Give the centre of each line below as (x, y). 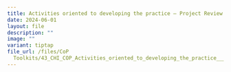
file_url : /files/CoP (38, 52)
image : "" (21, 39)
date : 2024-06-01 (32, 20)
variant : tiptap (30, 45)
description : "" (30, 33)
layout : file (26, 26)
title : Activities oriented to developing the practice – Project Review (115, 13)
